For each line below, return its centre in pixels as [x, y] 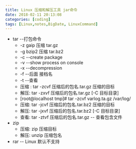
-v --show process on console [52, 63]
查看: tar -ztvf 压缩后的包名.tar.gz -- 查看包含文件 [71, 117]
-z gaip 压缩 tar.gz [39, 45]
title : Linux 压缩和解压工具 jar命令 [41, 10]
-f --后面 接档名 [36, 74]
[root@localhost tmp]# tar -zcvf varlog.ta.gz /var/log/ [75, 98]
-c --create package [41, 57]
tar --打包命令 [27, 39]
